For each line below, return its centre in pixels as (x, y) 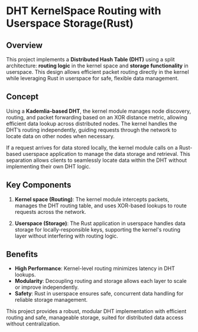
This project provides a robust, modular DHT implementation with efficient (96, 311)
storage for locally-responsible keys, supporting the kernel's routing (98, 229)
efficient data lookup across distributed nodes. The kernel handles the (92, 123)
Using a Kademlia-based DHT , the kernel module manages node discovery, (98, 111)
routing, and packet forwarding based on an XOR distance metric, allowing (97, 117)
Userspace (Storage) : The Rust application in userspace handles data (100, 223)
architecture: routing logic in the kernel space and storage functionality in (98, 66)
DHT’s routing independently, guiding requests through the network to (92, 130)
